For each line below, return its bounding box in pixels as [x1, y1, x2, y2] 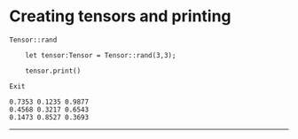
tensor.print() [25, 66, 82, 75]
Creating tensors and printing [9, 6, 232, 27]
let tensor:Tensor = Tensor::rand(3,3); [25, 50, 176, 59]
